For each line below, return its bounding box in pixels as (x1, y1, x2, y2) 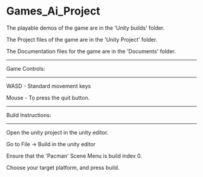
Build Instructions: (6, 111, 51, 118)
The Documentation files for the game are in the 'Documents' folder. (6, 47, 176, 55)
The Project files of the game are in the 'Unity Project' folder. (6, 36, 158, 43)
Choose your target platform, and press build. (6, 164, 120, 171)
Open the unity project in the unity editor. (6, 129, 109, 136)
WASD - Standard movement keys (6, 82, 91, 89)
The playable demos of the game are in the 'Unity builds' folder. (6, 24, 165, 31)
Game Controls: (6, 65, 45, 72)
